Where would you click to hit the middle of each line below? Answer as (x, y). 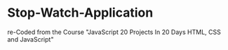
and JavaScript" (31, 39)
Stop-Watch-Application (80, 13)
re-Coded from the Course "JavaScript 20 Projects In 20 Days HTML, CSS (114, 32)
